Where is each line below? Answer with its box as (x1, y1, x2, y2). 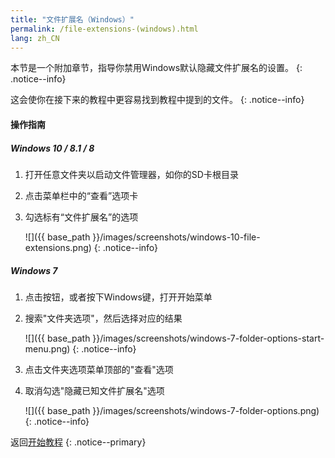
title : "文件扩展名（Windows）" (10, 14, 135, 25)
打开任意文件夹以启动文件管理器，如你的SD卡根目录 (24, 168, 239, 180)
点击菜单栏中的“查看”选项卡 (24, 189, 139, 201)
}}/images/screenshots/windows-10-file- (92, 231, 261, 243)
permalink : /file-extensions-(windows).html (10, 24, 199, 34)
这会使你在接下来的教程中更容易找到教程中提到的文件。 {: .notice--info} (10, 94, 305, 106)
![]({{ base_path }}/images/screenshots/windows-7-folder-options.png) (24, 404, 320, 416)
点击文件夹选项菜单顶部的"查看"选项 (24, 363, 174, 375)
